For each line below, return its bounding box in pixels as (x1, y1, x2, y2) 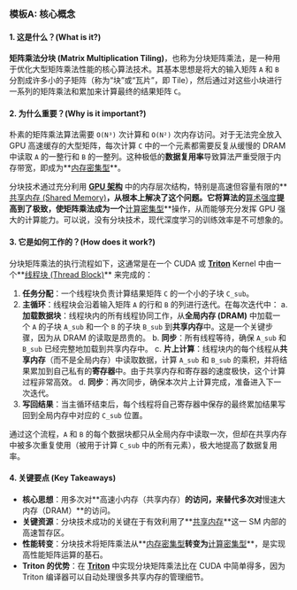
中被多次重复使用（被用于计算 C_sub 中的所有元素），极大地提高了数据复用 (9, 439, 278, 450)
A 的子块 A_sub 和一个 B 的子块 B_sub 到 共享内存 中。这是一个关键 (32, 321, 266, 331)
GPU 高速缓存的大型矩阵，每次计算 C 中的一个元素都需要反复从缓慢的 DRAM (9, 140, 286, 151)
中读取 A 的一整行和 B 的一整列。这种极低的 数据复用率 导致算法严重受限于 (9, 151, 274, 162)
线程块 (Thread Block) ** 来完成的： (25, 268, 153, 280)
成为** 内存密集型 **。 (47, 162, 126, 174)
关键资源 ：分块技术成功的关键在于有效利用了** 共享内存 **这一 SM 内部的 (21, 516, 287, 526)
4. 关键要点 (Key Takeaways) (9, 472, 117, 484)
